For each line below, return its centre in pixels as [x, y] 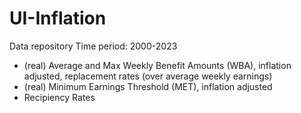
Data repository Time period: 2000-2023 [93, 46]
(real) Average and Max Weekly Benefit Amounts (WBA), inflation [157, 65]
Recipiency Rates [59, 97]
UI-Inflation [58, 18]
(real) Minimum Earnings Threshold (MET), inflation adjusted [148, 86]
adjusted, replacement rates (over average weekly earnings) [148, 76]
